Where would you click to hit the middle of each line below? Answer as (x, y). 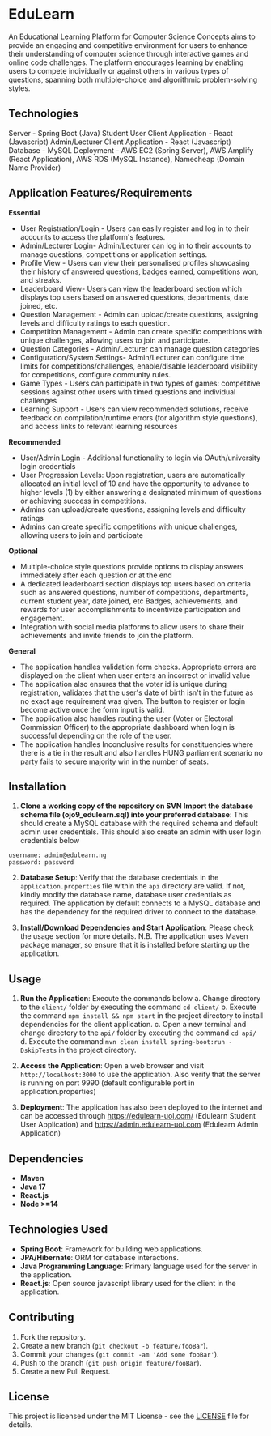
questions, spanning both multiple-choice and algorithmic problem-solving (133, 79)
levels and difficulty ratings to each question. (95, 323)
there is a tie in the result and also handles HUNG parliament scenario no (141, 752)
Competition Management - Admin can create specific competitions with (141, 331)
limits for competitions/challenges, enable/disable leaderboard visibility (139, 366)
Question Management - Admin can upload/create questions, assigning (139, 314)
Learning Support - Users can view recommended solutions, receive (134, 409)
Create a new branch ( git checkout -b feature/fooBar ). (114, 1345)
